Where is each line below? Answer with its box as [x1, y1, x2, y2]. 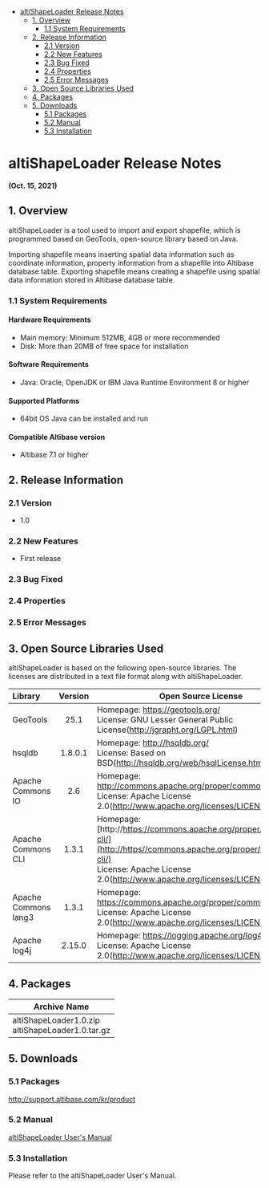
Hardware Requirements [8, 315, 91, 324]
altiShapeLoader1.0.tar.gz [12, 1024, 110, 1035]
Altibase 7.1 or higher [19, 450, 89, 460]
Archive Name [33, 1001, 90, 1012]
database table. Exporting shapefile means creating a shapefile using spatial [8, 266, 260, 276]
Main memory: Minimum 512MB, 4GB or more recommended [19, 332, 220, 342]
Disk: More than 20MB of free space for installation [19, 341, 189, 351]
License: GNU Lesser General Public [96, 714, 234, 726]
